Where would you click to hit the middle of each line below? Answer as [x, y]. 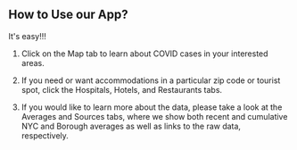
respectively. [45, 135]
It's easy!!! [27, 36]
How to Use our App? [68, 15]
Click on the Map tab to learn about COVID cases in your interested [144, 54]
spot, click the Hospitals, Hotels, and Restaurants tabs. [122, 89]
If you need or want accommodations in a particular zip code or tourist [151, 80]
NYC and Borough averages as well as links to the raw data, [131, 126]
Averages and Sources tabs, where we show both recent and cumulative [154, 116]
